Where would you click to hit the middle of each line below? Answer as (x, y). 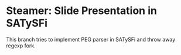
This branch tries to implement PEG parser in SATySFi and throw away (91, 39)
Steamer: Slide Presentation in (81, 11)
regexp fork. (21, 46)
